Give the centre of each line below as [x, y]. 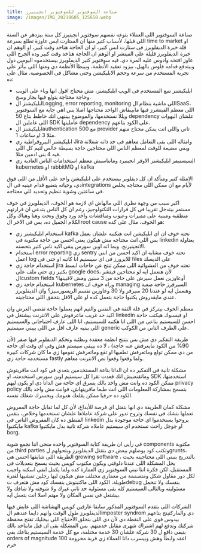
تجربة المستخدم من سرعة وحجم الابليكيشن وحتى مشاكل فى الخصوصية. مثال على [98, 72]
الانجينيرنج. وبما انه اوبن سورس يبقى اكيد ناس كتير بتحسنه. [80, 246]
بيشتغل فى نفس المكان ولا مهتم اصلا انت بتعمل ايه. [64, 495]
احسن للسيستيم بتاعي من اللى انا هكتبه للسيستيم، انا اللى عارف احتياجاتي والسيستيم [101, 321]
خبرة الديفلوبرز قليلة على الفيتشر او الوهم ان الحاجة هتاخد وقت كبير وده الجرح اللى [99, 53]
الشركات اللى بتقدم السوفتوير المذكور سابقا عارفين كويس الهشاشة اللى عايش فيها [99, 506]
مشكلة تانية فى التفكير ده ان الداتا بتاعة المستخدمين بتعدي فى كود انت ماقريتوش [97, 370]
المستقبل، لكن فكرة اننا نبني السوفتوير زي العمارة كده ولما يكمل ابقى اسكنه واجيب [99, 469]
